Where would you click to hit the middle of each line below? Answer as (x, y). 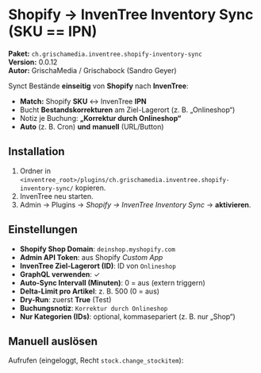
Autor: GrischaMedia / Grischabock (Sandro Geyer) (92, 70)
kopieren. (90, 188)
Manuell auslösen (53, 341)
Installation (36, 152)
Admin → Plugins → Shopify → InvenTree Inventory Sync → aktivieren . (135, 204)
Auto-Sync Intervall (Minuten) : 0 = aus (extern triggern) (113, 282)
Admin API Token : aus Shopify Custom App (91, 257)
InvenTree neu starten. (56, 196)
